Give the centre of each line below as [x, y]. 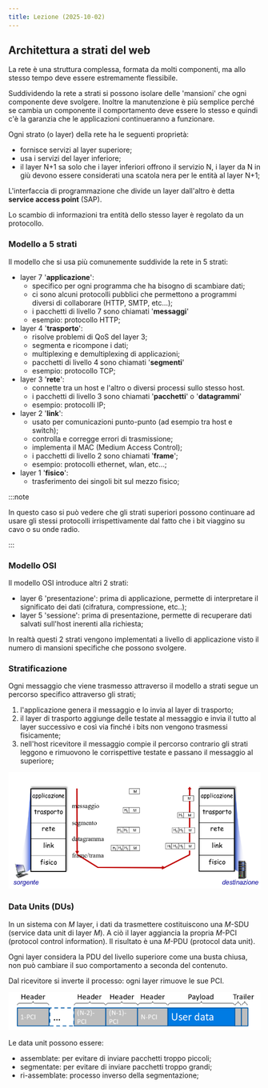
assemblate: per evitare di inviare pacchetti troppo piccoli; [116, 1058]
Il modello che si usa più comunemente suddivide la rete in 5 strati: [118, 262]
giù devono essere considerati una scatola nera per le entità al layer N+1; [140, 175]
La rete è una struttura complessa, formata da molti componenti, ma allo [127, 70]
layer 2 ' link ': [42, 413]
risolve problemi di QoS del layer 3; [90, 337]
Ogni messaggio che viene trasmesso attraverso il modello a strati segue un [133, 686]
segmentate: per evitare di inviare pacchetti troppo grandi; [116, 1066]
